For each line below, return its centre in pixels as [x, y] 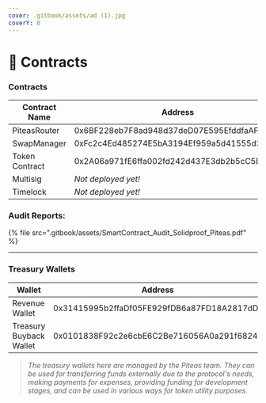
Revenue [28, 303]
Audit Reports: [37, 215]
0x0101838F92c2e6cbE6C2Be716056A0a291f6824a [158, 336]
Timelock [29, 192]
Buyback [28, 336]
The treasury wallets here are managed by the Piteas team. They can [141, 365]
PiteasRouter [36, 130]
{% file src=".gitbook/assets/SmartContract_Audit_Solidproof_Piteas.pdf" [127, 233]
